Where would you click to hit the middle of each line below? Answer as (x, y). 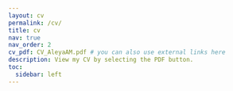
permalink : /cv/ (35, 23)
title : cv (25, 30)
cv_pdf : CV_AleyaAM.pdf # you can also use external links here (117, 52)
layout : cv (26, 15)
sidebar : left (39, 74)
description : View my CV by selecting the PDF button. (101, 60)
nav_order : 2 (30, 45)
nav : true (25, 38)
